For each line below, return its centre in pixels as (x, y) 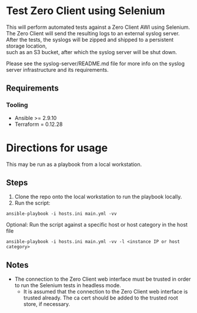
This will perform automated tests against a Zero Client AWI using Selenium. (98, 27)
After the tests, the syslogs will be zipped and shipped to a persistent (90, 39)
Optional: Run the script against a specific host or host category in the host (97, 225)
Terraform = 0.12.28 (39, 124)
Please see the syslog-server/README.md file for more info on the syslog (96, 64)
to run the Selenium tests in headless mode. (68, 285)
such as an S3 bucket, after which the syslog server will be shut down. (92, 52)
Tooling (17, 105)
